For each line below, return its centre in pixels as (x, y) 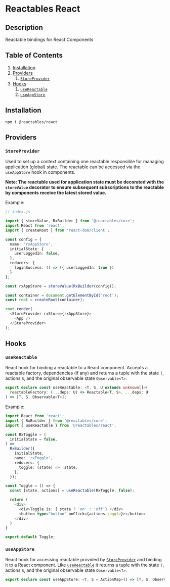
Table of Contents (34, 55)
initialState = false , (34, 439)
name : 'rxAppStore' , (31, 244)
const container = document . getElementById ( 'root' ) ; (62, 295)
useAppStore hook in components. (40, 172)
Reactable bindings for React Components (49, 39)
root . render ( (19, 309)
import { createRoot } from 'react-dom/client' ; (57, 230)
